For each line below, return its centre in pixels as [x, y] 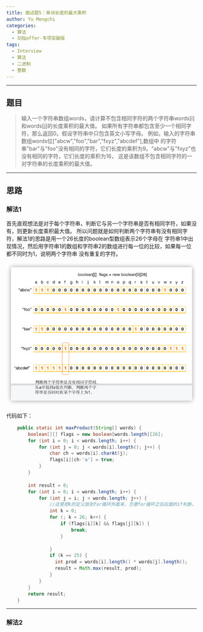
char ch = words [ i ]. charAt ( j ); [89, 453]
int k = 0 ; [63, 511]
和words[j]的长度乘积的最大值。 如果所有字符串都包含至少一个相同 [104, 126]
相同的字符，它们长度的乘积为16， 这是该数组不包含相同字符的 [109, 156]
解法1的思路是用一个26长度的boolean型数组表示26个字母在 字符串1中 [102, 239]
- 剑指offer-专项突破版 [38, 38]
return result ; [47, 594]
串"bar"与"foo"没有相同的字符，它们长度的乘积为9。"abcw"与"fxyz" [106, 149]
